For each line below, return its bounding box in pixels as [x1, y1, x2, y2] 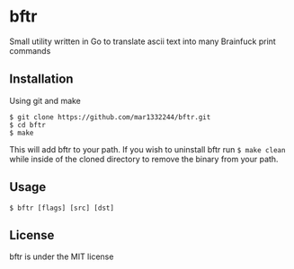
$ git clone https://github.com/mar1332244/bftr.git [9, 112, 211, 122]
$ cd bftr [9, 120, 47, 129]
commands [9, 45, 51, 56]
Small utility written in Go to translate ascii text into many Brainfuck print [9, 36, 276, 47]
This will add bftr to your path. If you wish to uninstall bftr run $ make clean [9, 143, 286, 154]
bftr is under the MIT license [9, 251, 114, 262]
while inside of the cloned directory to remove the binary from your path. [9, 153, 279, 164]
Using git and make [9, 95, 81, 106]
